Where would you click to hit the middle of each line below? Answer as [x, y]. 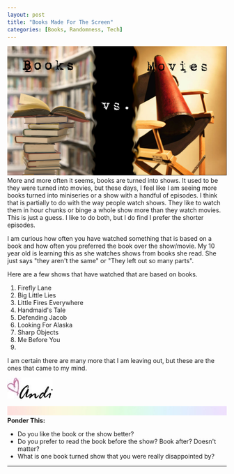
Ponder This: [26, 420]
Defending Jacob [42, 318]
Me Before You [39, 340]
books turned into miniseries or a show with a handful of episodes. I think [112, 195]
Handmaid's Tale [41, 310]
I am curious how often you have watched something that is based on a [110, 239]
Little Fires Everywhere [50, 303]
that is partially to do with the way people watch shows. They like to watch [114, 203]
